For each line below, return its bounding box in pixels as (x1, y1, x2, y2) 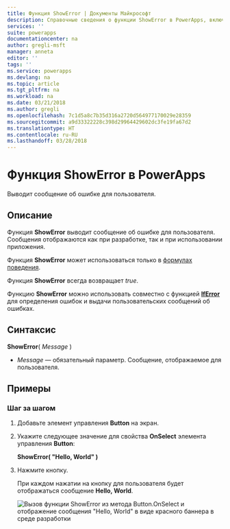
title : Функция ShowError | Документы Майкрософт (7, 10, 152, 17)
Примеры (7, 383, 51, 395)
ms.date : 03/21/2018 (7, 99, 66, 106)
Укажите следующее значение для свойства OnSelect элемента (16, 432, 207, 440)
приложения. (7, 242, 46, 250)
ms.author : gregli (7, 106, 60, 113)
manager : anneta (7, 49, 53, 56)
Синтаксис (7, 324, 56, 336)
